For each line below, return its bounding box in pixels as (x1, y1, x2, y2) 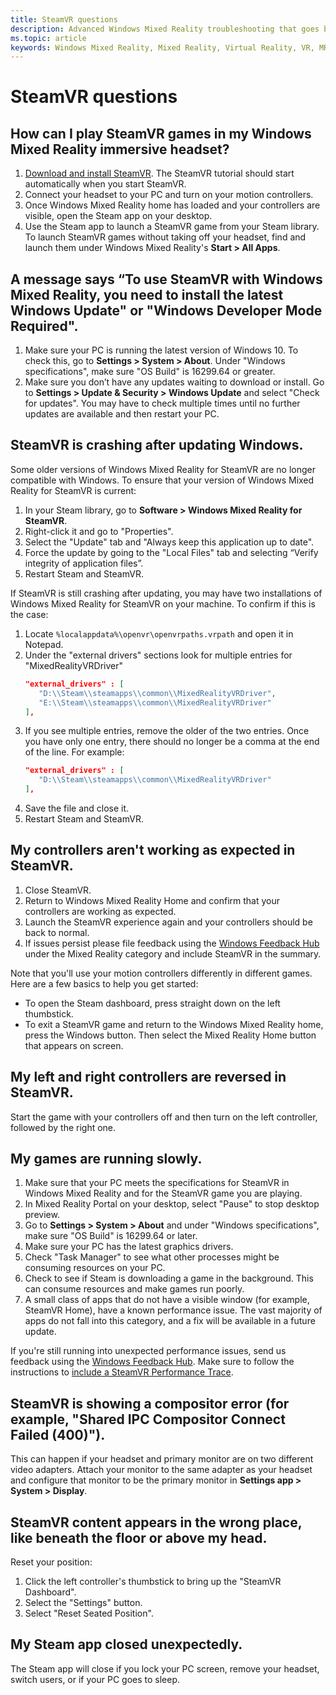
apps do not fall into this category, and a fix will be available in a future (24, 1315, 316, 1327)
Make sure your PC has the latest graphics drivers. (24, 1241, 234, 1253)
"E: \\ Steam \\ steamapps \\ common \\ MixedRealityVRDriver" (38, 697, 272, 708)
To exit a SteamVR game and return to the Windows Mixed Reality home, (24, 1018, 324, 1030)
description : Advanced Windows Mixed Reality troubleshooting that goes (10, 24, 320, 34)
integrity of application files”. (24, 557, 144, 569)
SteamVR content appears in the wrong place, (10, 1514, 303, 1531)
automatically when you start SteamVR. (24, 178, 187, 190)
